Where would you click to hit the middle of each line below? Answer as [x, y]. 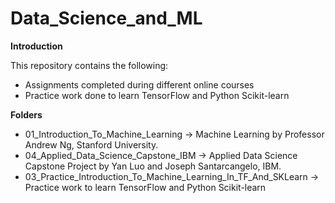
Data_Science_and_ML [106, 18]
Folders [26, 114]
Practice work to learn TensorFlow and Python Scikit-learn [145, 187]
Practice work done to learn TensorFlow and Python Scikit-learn [157, 95]
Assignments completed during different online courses [139, 84]
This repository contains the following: [89, 65]
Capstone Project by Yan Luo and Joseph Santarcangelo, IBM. [153, 166]
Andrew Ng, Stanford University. [91, 144]
